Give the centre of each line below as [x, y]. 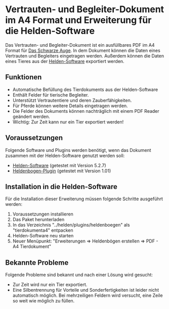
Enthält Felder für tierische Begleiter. [51, 95]
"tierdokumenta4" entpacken [43, 230]
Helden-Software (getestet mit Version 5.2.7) [59, 165]
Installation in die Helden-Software [61, 187]
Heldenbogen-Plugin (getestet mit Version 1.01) [62, 171]
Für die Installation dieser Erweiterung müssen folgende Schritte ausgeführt [84, 199]
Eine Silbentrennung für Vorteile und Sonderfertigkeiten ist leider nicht [86, 290]
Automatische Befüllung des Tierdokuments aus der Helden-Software [85, 89]
